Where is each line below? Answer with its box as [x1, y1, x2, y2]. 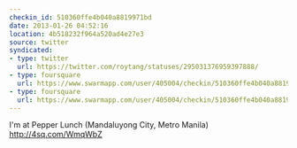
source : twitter [9, 37, 69, 47]
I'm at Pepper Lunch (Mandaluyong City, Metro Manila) [9, 120, 209, 130]
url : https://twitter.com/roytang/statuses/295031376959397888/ [17, 63, 259, 72]
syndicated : [9, 46, 53, 55]
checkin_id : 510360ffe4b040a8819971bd [9, 12, 152, 22]
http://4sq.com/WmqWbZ [9, 129, 103, 140]
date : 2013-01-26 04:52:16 [9, 21, 109, 30]
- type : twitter [9, 54, 69, 63]
